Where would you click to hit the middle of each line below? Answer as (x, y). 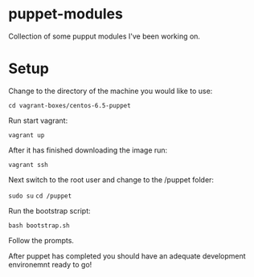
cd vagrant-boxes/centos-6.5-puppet (70, 105)
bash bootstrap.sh (39, 226)
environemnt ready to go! (50, 264)
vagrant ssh (28, 165)
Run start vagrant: (38, 120)
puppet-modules (66, 14)
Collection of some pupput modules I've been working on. (104, 36)
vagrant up (27, 135)
